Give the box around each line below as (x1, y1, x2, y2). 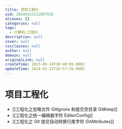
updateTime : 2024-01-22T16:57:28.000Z (5, 67, 85, 72)
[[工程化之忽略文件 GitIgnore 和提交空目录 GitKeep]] (12, 106, 118, 112)
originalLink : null (5, 57, 45, 62)
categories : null (5, 21, 41, 26)
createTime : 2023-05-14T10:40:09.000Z (5, 62, 85, 67)
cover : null (5, 39, 30, 44)
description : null (5, 35, 43, 40)
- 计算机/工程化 (9, 30, 38, 35)
